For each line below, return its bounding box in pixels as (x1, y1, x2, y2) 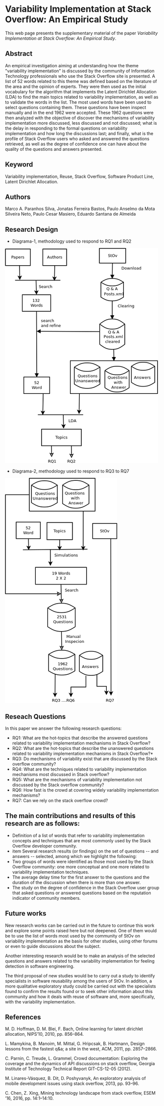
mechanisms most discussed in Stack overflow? (12, 772, 110, 777)
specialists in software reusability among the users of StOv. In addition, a (5, 978, 152, 984)
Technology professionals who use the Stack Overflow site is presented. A (5, 73, 155, 79)
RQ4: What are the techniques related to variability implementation (12, 766, 147, 772)
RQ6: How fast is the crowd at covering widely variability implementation (12, 787, 159, 793)
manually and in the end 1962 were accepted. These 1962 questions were (5, 110, 154, 115)
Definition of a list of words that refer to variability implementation (12, 832, 145, 838)
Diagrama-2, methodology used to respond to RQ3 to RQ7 (12, 468, 130, 474)
